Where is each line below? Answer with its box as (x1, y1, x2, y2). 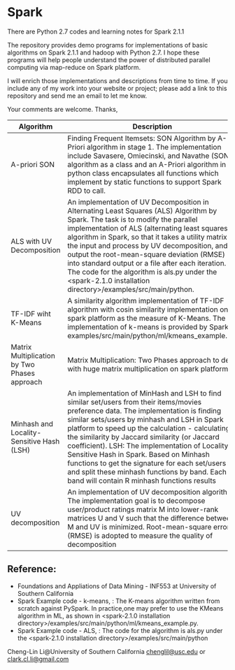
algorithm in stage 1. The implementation (86, 142, 222, 152)
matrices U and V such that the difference (67, 513, 205, 523)
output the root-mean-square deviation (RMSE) (67, 249, 226, 259)
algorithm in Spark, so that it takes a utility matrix (67, 232, 227, 242)
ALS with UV (10, 236, 52, 246)
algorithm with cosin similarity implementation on (67, 305, 229, 314)
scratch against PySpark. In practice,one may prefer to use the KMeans (17, 604, 224, 612)
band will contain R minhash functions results (67, 476, 217, 486)
